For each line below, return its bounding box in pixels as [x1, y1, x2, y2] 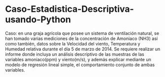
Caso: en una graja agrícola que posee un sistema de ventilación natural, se [5, 30, 160, 36]
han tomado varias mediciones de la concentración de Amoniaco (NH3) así [5, 36, 158, 41]
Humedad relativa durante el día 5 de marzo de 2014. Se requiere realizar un [5, 46, 161, 52]
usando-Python [5, 14, 71, 25]
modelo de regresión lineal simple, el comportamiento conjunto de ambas [5, 62, 155, 68]
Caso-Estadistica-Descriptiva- [5, 3, 134, 15]
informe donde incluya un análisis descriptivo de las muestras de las [5, 51, 144, 57]
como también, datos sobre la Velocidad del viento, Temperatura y [5, 40, 141, 46]
